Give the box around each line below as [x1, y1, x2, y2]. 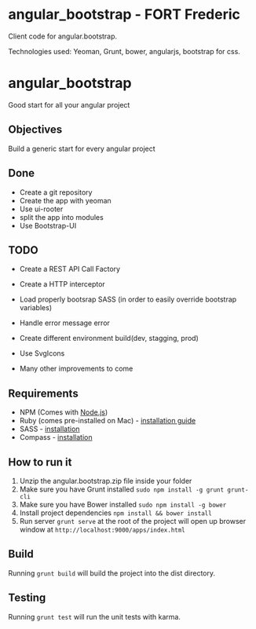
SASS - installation [19, 424, 80, 433]
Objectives [8, 123, 63, 137]
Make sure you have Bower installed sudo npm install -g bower [19, 499, 227, 509]
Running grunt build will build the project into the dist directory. [8, 568, 216, 578]
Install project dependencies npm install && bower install [19, 508, 212, 517]
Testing [8, 591, 46, 605]
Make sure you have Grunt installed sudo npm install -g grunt [19, 485, 225, 494]
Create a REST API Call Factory [19, 265, 120, 274]
